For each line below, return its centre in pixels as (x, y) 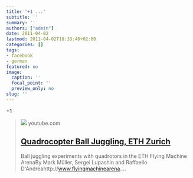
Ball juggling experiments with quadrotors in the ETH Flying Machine (104, 156)
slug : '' (17, 94)
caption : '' (26, 77)
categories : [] (25, 45)
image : (14, 72)
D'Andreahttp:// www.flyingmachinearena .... (73, 169)
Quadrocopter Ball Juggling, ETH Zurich (96, 142)
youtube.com (44, 123)
